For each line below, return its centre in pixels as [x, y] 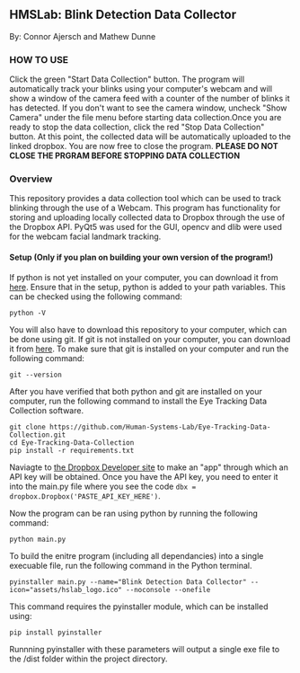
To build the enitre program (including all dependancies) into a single [137, 555]
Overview [31, 179]
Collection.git [38, 435]
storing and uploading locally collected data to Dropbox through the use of [147, 217]
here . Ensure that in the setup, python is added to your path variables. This [147, 287]
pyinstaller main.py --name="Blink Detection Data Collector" [128, 582]
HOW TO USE [39, 59]
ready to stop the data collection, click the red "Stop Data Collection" [137, 127]
